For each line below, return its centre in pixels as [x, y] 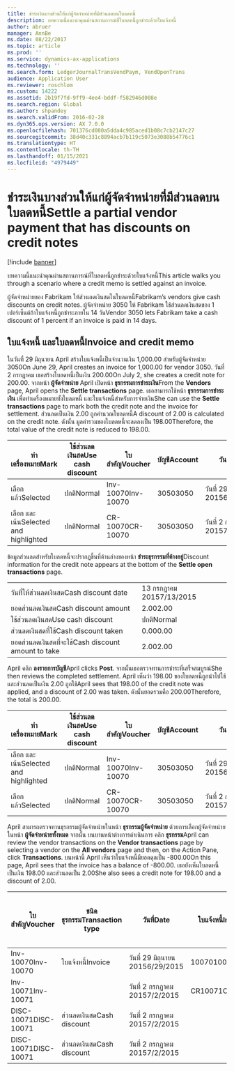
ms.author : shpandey [37, 111]
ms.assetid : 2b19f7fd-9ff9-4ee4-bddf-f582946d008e [82, 98]
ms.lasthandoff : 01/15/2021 [48, 157]
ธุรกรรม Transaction [92, 920]
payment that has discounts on [99, 228]
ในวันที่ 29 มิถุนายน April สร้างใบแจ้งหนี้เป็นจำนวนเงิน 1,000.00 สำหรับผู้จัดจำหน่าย [107, 359]
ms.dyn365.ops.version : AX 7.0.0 [56, 124]
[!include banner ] [32, 261]
